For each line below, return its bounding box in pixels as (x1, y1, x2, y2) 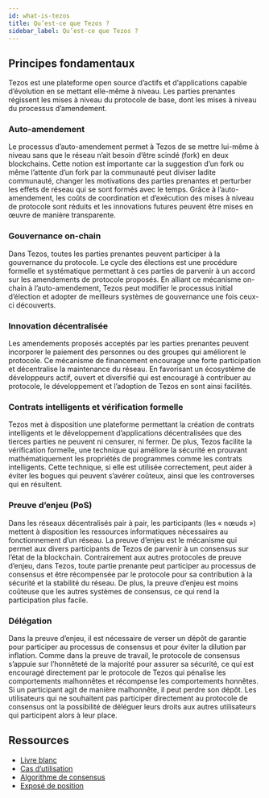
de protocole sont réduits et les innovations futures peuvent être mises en (8, 202, 254, 212)
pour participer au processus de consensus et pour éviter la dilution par (8, 642, 246, 651)
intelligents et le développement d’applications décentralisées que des (8, 428, 242, 438)
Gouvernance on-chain (8, 230, 101, 242)
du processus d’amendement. (8, 104, 107, 114)
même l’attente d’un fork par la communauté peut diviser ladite (8, 167, 216, 177)
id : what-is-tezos (8, 11, 70, 20)
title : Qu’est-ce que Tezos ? (8, 19, 110, 27)
